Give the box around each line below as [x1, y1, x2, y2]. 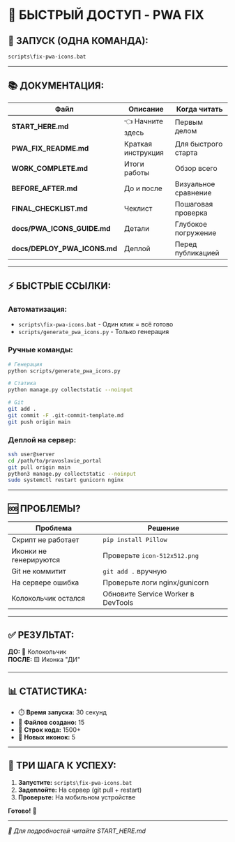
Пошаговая [174, 199, 213, 209]
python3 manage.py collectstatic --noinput [8, 470, 137, 477]
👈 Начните [123, 116, 163, 126]
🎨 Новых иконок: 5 [17, 732, 76, 741]
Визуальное [174, 179, 215, 188]
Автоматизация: [8, 304, 67, 314]
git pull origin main [8, 464, 71, 471]
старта [174, 147, 198, 157]
